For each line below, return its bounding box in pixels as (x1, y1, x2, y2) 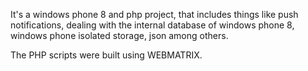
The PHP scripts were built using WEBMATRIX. (10, 49, 203, 61)
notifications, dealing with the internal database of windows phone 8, (10, 19, 295, 31)
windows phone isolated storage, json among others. (10, 30, 229, 41)
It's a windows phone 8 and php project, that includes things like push (10, 9, 299, 20)
